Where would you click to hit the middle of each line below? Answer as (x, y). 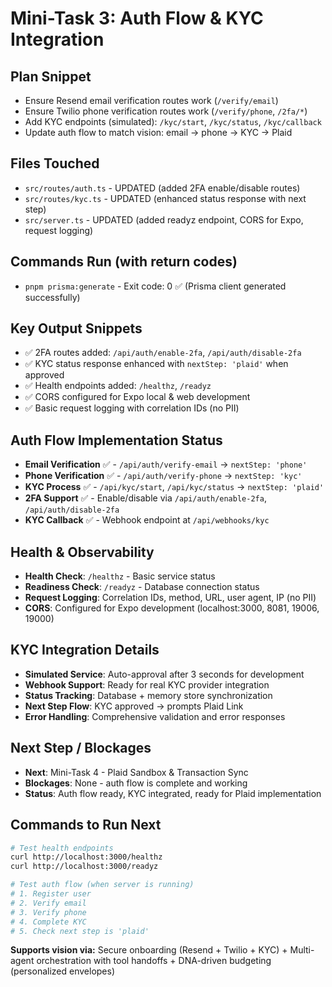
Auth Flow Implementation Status (116, 440)
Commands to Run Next (86, 825)
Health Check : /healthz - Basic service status (120, 576)
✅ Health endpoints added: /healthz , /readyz (118, 386)
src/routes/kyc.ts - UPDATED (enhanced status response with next (165, 198)
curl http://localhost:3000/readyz (84, 867)
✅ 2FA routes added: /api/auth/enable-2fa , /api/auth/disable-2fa (163, 353)
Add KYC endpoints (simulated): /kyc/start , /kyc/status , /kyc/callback (173, 121)
